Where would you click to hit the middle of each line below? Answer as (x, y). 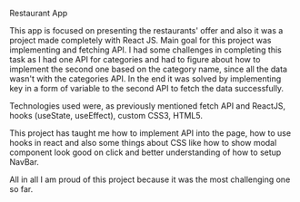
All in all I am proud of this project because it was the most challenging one (150, 179)
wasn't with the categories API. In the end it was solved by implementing (145, 79)
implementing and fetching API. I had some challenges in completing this (145, 50)
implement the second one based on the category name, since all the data (149, 69)
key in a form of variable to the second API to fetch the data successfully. (147, 88)
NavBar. (24, 162)
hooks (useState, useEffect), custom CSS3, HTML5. (106, 115)
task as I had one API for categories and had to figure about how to (135, 59)
